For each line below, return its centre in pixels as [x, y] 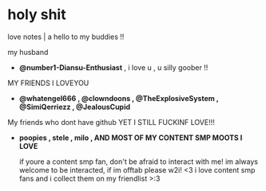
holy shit [37, 15]
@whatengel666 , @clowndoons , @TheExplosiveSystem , [119, 98]
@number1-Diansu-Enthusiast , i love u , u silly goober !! [113, 67]
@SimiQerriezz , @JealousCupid [75, 107]
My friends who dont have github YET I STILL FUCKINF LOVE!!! [111, 122]
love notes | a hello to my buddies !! [66, 37]
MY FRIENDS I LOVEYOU [48, 83]
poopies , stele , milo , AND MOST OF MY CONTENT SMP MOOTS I [131, 138]
